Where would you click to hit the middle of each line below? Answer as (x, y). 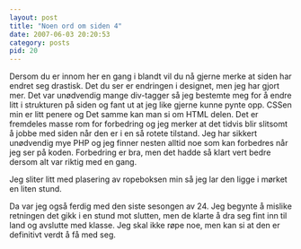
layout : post (34, 17)
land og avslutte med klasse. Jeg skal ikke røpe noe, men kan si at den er (145, 226)
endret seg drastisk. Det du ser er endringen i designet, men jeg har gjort (145, 86)
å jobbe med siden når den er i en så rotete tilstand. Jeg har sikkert (133, 133)
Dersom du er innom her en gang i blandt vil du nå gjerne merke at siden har (150, 76)
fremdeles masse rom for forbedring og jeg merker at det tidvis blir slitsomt (149, 124)
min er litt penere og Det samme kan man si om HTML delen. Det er (134, 115)
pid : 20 (24, 51)
